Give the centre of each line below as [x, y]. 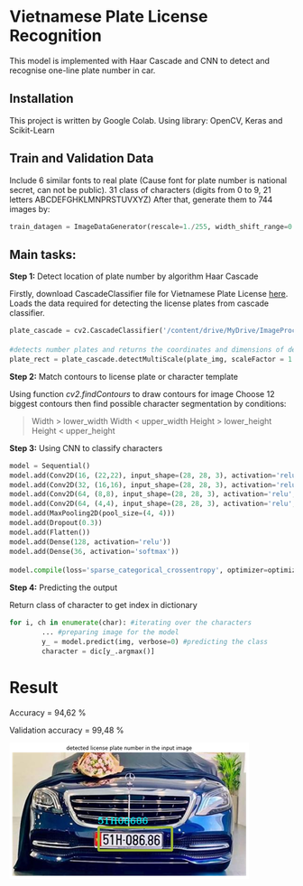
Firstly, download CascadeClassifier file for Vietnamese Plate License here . [149, 294]
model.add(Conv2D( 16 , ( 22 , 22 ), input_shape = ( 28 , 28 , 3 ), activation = [143, 475]
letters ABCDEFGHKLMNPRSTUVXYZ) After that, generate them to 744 [141, 199]
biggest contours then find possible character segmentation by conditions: [148, 403]
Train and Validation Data [82, 158]
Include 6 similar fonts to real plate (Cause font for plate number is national [148, 180]
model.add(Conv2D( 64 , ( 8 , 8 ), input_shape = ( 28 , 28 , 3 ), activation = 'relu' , [153, 494]
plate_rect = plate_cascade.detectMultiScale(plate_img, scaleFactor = [147, 359]
